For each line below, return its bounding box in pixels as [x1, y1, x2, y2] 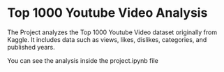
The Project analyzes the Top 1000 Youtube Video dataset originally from [7, 28, 218, 36]
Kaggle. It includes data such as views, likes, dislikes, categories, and [7, 35, 207, 43]
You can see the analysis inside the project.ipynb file [7, 56, 158, 64]
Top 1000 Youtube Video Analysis [7, 5, 208, 21]
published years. [7, 43, 55, 51]
